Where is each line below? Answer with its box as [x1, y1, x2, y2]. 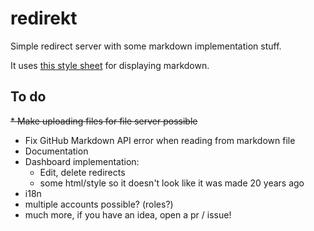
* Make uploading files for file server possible [10, 115, 198, 127]
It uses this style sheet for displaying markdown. [10, 59, 210, 71]
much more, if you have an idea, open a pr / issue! [24, 208, 232, 221]
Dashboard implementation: [24, 155, 140, 167]
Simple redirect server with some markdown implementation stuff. [10, 40, 282, 52]
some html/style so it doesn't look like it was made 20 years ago [39, 177, 305, 189]
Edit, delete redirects [39, 166, 126, 178]
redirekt [10, 7, 78, 30]
